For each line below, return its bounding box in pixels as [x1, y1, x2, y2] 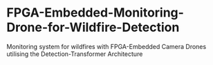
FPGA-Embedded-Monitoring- [6, 5, 185, 21]
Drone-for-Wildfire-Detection [6, 19, 180, 35]
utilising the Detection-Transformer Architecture [6, 50, 143, 58]
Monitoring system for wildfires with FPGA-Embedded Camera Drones [6, 42, 207, 50]
